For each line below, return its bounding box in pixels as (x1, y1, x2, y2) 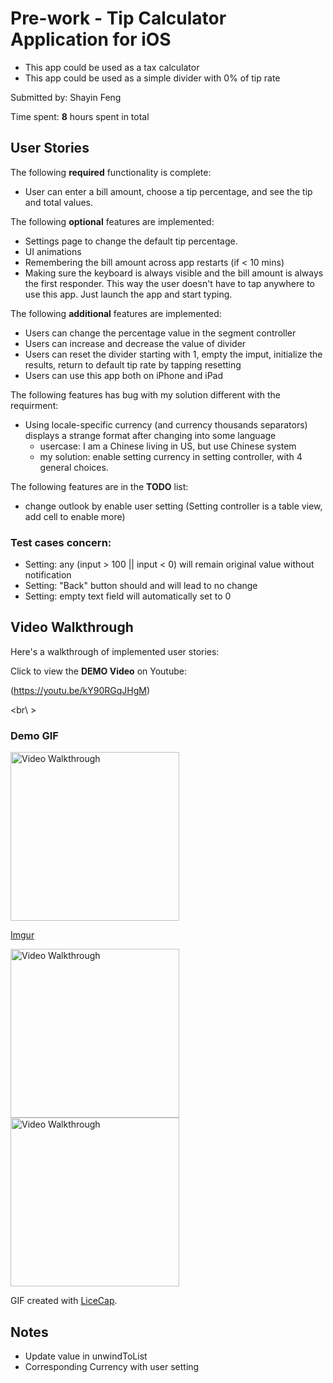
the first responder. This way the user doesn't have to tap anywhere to (24, 277, 315, 289)
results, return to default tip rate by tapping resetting (24, 358, 242, 371)
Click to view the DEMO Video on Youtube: (10, 665, 187, 677)
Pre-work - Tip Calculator (10, 7, 227, 30)
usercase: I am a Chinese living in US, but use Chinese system (39, 440, 297, 452)
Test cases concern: (10, 535, 112, 549)
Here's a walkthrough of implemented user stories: (10, 645, 220, 657)
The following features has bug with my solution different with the (10, 388, 282, 401)
